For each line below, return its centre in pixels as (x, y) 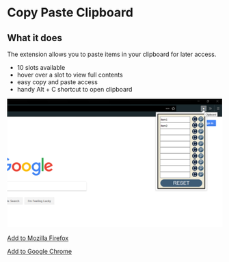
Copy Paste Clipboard (70, 13)
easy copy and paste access (57, 82)
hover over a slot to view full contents (70, 75)
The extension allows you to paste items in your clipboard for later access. (112, 54)
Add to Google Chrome (40, 252)
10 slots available (41, 67)
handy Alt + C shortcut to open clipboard (75, 89)
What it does (35, 38)
